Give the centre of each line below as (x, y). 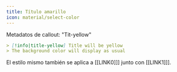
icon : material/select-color (43, 17)
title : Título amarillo (36, 12)
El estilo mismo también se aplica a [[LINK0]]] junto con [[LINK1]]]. (89, 62)
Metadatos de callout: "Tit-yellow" (49, 34)
